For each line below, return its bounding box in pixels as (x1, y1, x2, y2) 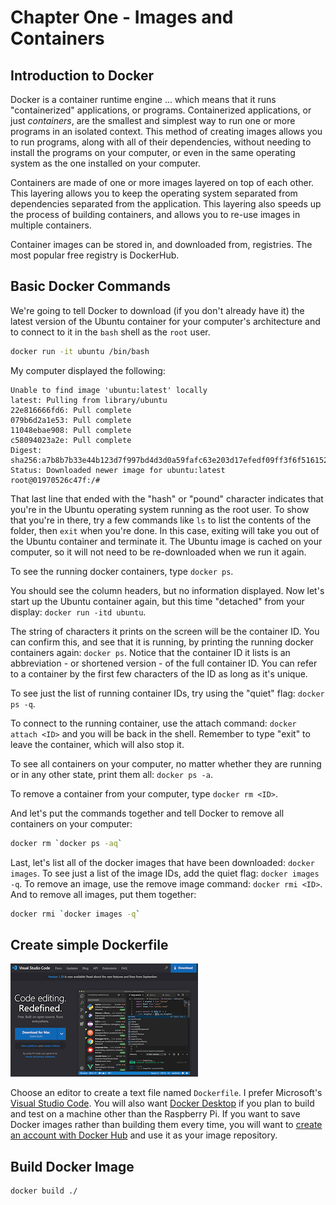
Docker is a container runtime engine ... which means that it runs (10, 94, 277, 105)
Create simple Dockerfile (10, 936, 169, 953)
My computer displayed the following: (10, 364, 166, 376)
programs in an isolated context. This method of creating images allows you (10, 126, 323, 137)
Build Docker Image (10, 1158, 135, 1175)
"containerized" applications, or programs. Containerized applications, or (10, 104, 312, 116)
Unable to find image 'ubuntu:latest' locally (10, 385, 208, 395)
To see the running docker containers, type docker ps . (10, 565, 234, 577)
